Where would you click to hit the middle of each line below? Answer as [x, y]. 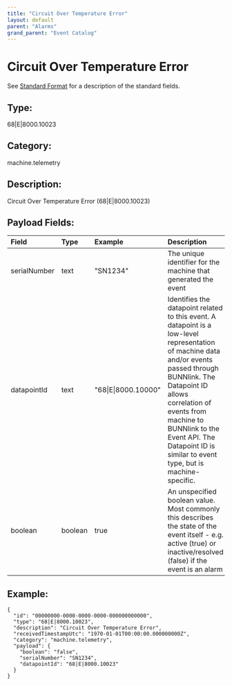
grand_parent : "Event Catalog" [52, 33]
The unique [186, 254]
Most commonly [194, 509]
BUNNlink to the [193, 429]
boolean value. [191, 500]
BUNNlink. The [191, 377]
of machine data [194, 351]
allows [178, 394]
